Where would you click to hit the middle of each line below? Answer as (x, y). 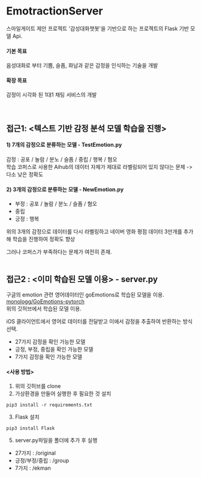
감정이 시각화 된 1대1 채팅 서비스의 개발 (52, 95)
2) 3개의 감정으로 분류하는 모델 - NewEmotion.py (65, 189)
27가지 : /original (35, 453)
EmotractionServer (55, 11)
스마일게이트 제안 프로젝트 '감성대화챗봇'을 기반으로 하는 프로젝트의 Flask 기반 (97, 28)
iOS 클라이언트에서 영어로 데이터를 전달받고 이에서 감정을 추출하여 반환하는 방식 (100, 321)
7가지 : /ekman (33, 468)
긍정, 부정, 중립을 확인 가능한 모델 (54, 349)
